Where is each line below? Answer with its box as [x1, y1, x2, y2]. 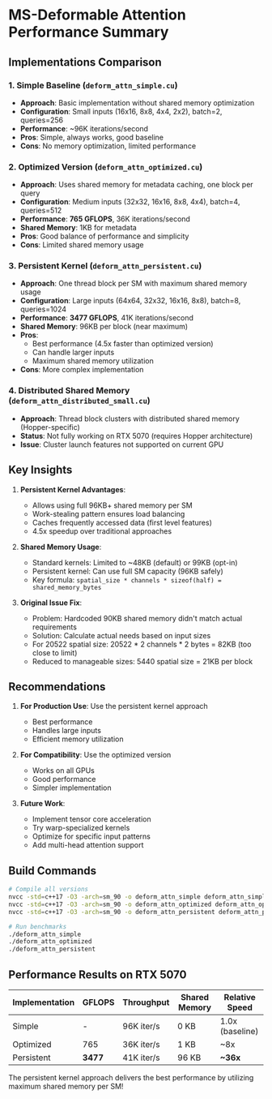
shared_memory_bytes [32, 583, 102, 591]
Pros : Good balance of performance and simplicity [19, 231, 189, 241]
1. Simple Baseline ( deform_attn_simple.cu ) [8, 79, 178, 91]
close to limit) [32, 647, 78, 658]
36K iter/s [122, 1039, 160, 1050]
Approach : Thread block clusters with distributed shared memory [19, 414, 240, 423]
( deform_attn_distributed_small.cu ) [8, 395, 151, 406]
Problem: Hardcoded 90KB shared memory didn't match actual [32, 613, 243, 623]
